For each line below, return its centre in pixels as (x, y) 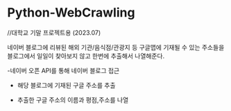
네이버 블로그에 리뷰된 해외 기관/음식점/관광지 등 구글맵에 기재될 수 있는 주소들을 (116, 47)
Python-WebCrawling (71, 13)
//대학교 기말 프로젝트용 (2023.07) (54, 32)
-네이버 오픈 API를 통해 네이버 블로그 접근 (63, 70)
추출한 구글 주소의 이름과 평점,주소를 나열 (73, 100)
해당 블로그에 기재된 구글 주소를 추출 (66, 85)
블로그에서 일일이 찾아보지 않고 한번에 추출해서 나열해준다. (86, 56)
